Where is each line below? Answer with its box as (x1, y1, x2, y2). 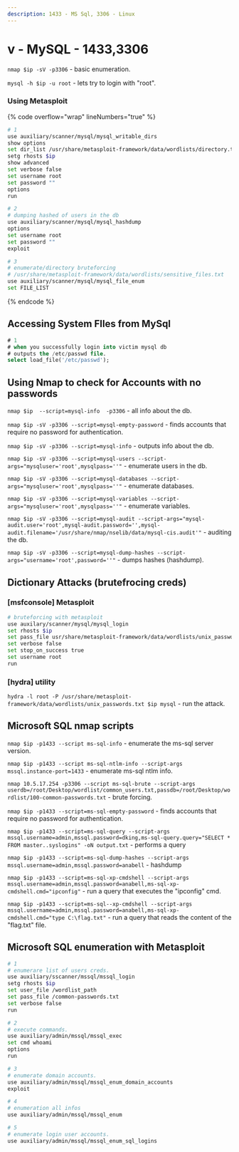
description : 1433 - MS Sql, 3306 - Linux (7, 10, 135, 18)
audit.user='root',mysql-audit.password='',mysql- (7, 521, 161, 529)
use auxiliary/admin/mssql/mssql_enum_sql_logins (7, 1137, 158, 1144)
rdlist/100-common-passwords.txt (7, 794, 107, 801)
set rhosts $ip (7, 627, 53, 634)
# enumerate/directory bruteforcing (7, 264, 116, 271)
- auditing (203, 528, 232, 536)
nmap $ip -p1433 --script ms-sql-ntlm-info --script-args (7, 760, 183, 767)
